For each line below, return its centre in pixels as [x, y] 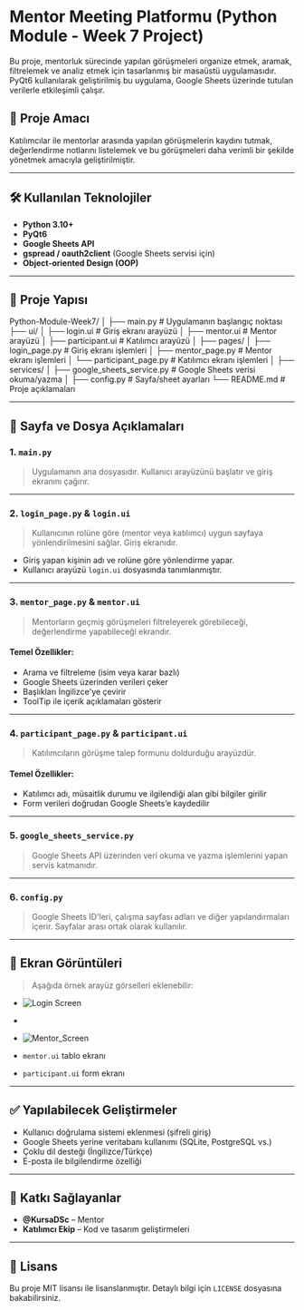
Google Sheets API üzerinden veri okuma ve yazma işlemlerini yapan [159, 855]
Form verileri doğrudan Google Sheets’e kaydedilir [116, 804]
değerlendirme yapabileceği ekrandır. [101, 631]
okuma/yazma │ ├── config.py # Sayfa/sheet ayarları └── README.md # [147, 379]
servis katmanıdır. [64, 865]
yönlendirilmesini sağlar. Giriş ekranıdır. [104, 543]
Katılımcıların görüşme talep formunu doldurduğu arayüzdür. [143, 753]
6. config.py [36, 897]
